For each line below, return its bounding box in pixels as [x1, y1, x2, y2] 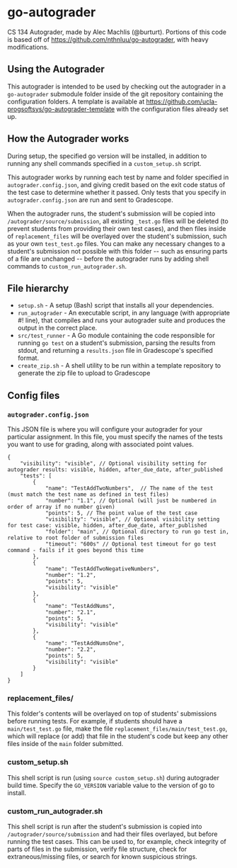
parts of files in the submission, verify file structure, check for [7, 845, 187, 853]
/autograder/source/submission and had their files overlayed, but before [7, 830, 218, 838]
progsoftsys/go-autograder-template [7, 104, 115, 113]
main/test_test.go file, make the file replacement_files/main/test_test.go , [7, 724, 228, 733]
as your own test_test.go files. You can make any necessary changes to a [7, 239, 226, 248]
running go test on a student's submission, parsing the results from [17, 339, 216, 347]
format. [17, 354, 40, 362]
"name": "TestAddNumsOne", [45, 640, 125, 647]
